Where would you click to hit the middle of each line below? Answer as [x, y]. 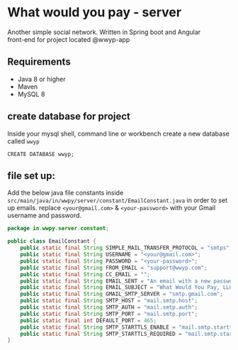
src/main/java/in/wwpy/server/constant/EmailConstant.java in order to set [118, 200]
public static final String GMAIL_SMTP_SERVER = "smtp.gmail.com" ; [121, 294]
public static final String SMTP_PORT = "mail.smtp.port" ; [109, 314]
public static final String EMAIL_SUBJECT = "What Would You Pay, [120, 288]
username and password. [45, 215]
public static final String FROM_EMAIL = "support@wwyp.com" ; [114, 268]
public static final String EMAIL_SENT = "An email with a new [115, 281]
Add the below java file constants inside [66, 193]
